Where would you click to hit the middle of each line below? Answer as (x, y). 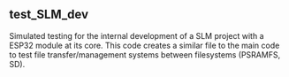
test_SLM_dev (49, 15)
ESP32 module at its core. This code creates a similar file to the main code (144, 45)
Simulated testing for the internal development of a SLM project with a (137, 35)
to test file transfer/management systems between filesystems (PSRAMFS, (145, 54)
